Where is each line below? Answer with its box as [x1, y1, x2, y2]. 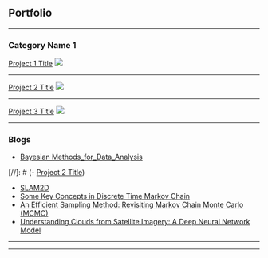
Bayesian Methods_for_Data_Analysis [19, 152, 144, 162]
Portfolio [8, 6, 53, 20]
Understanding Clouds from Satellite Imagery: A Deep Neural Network [19, 217, 250, 227]
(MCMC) [19, 208, 49, 218]
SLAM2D [19, 183, 49, 193]
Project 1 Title [8, 59, 53, 69]
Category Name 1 [8, 39, 77, 50]
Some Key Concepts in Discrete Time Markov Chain [19, 192, 190, 201]
